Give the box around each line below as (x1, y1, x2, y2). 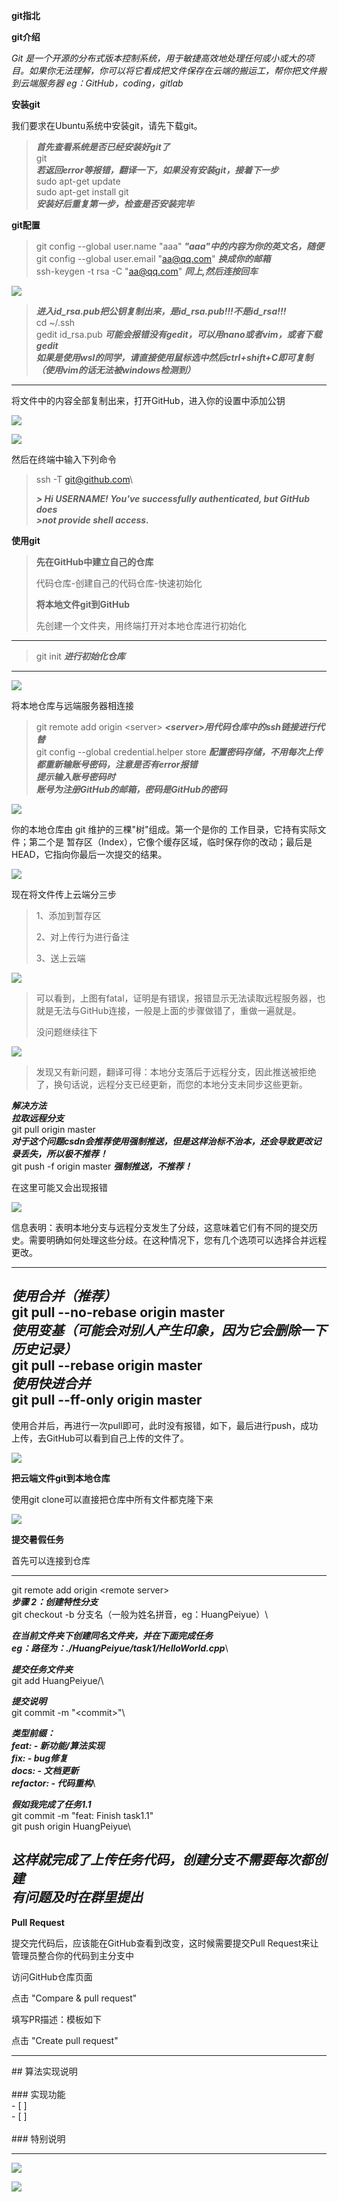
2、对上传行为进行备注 (35, 931, 130, 943)
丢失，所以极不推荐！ (19, 1148, 108, 1159)
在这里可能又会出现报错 (11, 1182, 108, 1193)
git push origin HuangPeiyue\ (11, 1820, 131, 1832)
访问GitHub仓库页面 (11, 1970, 93, 1983)
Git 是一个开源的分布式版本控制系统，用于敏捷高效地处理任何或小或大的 (11, 52, 306, 64)
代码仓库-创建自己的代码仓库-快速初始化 (35, 577, 203, 589)
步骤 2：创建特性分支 (11, 1595, 99, 1608)
